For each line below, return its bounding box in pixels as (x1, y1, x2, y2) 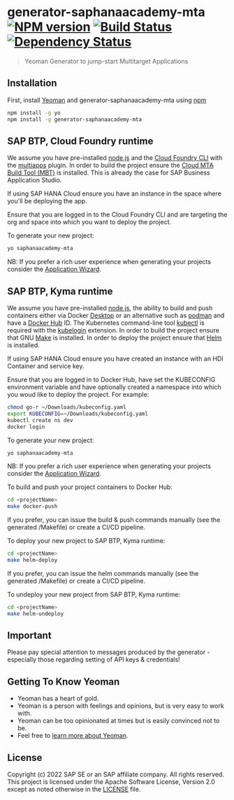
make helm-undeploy (7, 610, 64, 617)
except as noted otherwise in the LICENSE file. (7, 785, 141, 794)
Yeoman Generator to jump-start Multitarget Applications (24, 57, 189, 65)
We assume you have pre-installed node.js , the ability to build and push (7, 304, 213, 312)
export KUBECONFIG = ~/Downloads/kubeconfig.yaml (7, 410, 149, 417)
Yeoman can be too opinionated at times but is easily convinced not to (17, 717, 220, 725)
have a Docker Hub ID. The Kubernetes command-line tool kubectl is (7, 319, 205, 327)
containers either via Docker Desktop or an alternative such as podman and (7, 312, 225, 319)
